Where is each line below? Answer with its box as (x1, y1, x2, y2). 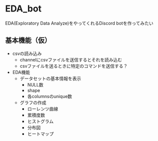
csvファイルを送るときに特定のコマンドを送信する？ (19, 63, 128, 69)
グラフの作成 (19, 99, 46, 105)
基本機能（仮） (5, 36, 51, 45)
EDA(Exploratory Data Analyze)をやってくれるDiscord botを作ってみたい (5, 20, 154, 26)
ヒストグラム (27, 118, 54, 124)
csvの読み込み (12, 50, 42, 56)
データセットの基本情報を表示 (19, 75, 81, 81)
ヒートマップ (27, 130, 54, 136)
